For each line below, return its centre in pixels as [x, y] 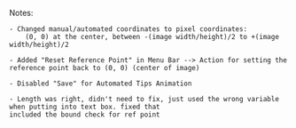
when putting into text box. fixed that [85, 107]
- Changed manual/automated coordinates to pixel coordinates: [129, 29]
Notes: [21, 13]
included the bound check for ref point [85, 115]
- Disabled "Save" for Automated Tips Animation [101, 84]
